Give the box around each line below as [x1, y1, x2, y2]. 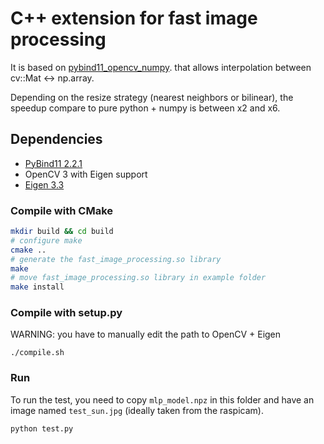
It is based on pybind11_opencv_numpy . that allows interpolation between [10, 61, 312, 73]
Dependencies [10, 131, 103, 148]
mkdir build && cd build [10, 227, 114, 237]
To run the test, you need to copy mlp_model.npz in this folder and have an [10, 393, 315, 406]
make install [10, 282, 65, 292]
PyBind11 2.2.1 [24, 157, 83, 169]
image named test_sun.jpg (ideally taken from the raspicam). [10, 404, 264, 416]
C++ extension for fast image [10, 7, 258, 30]
